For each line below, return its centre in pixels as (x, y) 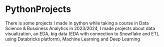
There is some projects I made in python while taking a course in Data (77, 23)
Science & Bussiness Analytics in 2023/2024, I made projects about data (80, 28)
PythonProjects (38, 9)
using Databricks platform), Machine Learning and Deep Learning (72, 39)
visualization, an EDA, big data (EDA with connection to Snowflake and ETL (82, 33)
